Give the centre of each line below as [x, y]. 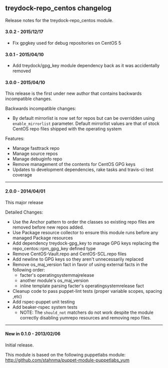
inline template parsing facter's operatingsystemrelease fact [82, 286]
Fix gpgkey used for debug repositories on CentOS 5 [67, 43]
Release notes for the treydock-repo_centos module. [59, 20]
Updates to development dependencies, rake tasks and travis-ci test [83, 169]
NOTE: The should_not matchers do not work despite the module [86, 312]
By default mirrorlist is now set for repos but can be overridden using [83, 118]
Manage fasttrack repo [36, 148]
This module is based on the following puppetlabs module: [65, 354]
